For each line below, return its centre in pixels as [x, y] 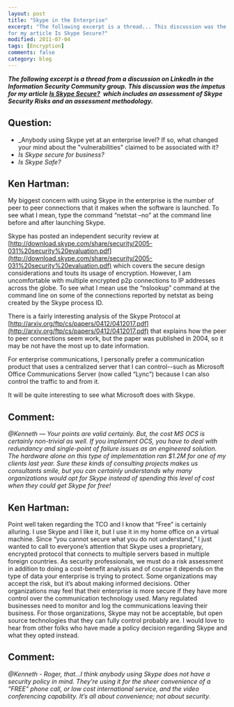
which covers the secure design [159, 266]
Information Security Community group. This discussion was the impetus [117, 86]
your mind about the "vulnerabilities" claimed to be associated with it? [118, 147]
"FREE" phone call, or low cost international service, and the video [103, 689]
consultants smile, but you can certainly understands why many [100, 471]
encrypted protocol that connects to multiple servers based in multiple [109, 554]
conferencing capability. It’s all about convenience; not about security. [109, 696]
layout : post [27, 14]
